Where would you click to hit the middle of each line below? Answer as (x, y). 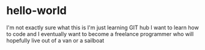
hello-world (37, 11)
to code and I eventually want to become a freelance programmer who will (100, 34)
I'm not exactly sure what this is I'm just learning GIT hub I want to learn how (102, 27)
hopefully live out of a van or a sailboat (55, 40)
